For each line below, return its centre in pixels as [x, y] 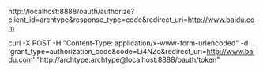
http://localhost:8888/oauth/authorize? [71, 11]
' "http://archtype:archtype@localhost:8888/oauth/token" [126, 59]
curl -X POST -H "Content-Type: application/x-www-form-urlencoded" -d [128, 43]
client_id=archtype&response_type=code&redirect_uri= [98, 20]
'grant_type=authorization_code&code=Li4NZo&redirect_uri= [107, 51]
